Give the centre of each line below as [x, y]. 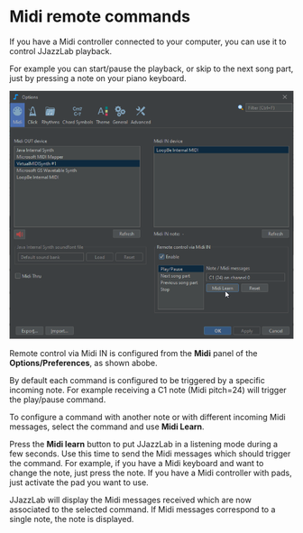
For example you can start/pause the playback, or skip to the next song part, [151, 69]
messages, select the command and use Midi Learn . [107, 427]
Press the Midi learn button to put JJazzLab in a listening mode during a [143, 445]
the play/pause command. [58, 400]
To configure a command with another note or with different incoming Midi [147, 418]
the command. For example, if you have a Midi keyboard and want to [137, 464]
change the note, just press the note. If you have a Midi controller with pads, [151, 473]
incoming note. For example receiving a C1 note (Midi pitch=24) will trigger [148, 391]
